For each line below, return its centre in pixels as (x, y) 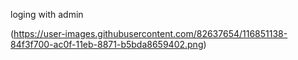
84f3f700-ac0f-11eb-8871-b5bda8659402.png (107, 44)
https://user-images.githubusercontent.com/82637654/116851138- (150, 33)
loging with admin (47, 14)
